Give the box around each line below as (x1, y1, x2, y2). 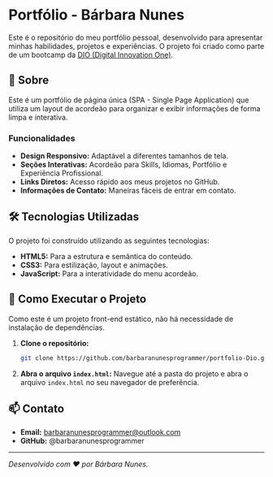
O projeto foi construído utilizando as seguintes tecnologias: (8, 236, 210, 245)
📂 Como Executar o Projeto (8, 293, 147, 306)
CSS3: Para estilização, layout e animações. (19, 260, 168, 270)
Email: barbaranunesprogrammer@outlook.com (19, 427, 181, 437)
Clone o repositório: (19, 338, 89, 348)
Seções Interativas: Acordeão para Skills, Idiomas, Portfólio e (19, 160, 227, 170)
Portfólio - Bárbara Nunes (8, 6, 185, 24)
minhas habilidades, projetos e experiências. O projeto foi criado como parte (8, 41, 265, 50)
